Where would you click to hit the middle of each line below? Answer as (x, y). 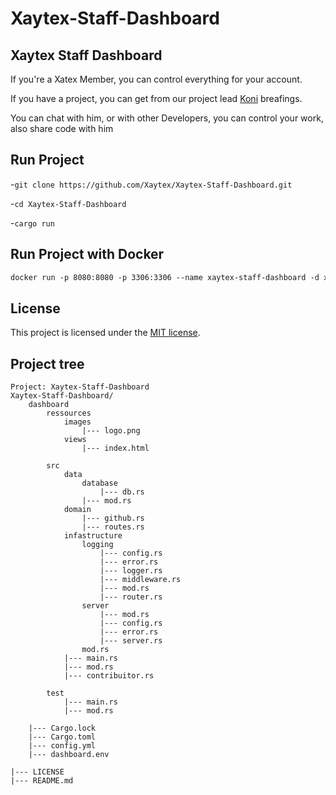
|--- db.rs (122, 492)
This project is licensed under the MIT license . (105, 333)
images (77, 422)
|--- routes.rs (113, 527)
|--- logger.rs (131, 571)
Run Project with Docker (87, 254)
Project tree (47, 363)
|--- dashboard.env (69, 755)
